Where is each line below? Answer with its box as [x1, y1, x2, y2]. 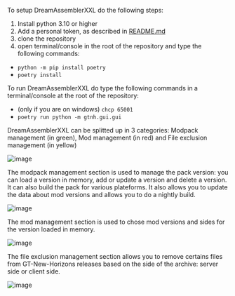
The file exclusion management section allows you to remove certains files [7, 253, 223, 260]
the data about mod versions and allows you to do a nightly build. [7, 191, 196, 199]
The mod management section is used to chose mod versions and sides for [7, 217, 225, 226]
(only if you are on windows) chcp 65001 [17, 105, 133, 113]
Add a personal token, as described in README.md [17, 27, 166, 35]
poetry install [17, 72, 62, 79]
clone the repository [17, 34, 76, 43]
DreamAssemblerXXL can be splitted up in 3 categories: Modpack [7, 126, 199, 134]
